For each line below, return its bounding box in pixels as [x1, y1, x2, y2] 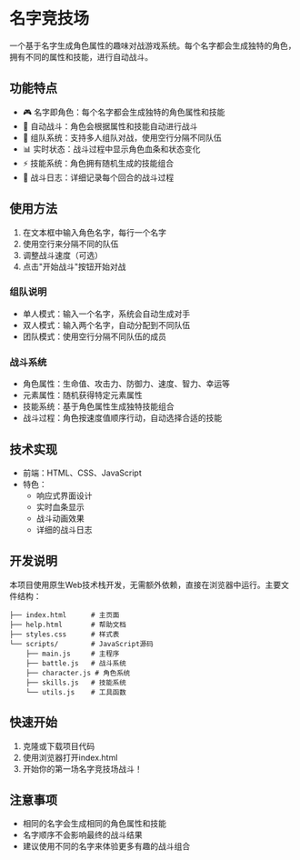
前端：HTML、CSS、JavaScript [22, 467, 143, 478]
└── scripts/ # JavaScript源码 [9, 639, 154, 648]
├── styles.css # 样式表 [9, 629, 120, 639]
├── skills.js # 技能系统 [25, 678, 127, 687]
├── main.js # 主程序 [25, 649, 120, 658]
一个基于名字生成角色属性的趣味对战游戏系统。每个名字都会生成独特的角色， [9, 40, 296, 51]
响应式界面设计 [35, 490, 93, 501]
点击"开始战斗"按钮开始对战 [22, 261, 126, 272]
